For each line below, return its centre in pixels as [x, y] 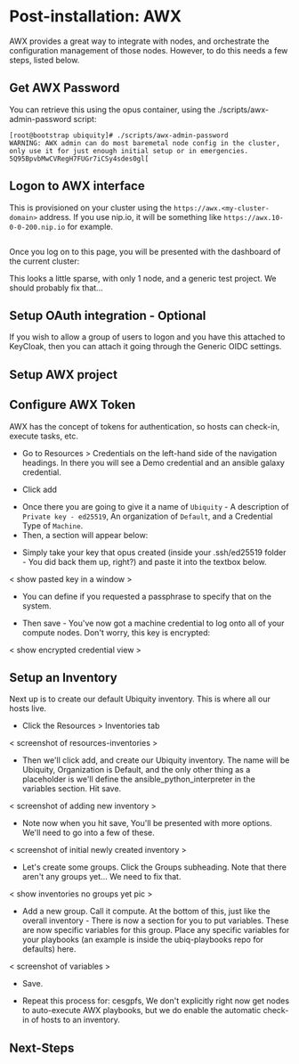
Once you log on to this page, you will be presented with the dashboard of [145, 251]
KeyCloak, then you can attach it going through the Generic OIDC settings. [145, 347]
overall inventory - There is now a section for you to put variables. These [155, 921]
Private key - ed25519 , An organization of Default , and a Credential [147, 516]
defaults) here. [49, 949]
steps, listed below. [44, 60]
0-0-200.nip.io [37, 227]
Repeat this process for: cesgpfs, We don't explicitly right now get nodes [156, 1001]
